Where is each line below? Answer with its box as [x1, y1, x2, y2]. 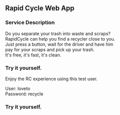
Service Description [5, 19, 55, 26]
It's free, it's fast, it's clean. [5, 52, 62, 58]
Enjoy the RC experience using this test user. [5, 75, 98, 82]
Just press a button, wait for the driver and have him [5, 41, 114, 47]
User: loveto [5, 85, 31, 91]
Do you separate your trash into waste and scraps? [5, 30, 111, 37]
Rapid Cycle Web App [5, 4, 75, 13]
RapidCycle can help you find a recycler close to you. [5, 36, 115, 42]
